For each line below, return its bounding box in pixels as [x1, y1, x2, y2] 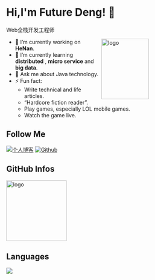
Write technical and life [24, 86, 81, 93]
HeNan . [14, 45, 35, 52]
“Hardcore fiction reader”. [24, 99, 89, 106]
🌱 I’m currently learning [14, 51, 74, 58]
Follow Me [6, 129, 46, 140]
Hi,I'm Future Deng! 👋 [6, 5, 116, 19]
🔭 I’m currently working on [14, 38, 81, 45]
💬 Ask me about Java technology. [14, 70, 99, 77]
